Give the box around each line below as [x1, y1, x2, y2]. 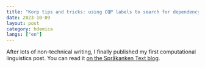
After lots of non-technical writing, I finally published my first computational [6, 48, 196, 55]
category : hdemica [6, 25, 53, 32]
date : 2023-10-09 [6, 15, 51, 21]
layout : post [6, 20, 40, 26]
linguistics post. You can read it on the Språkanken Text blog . [6, 55, 160, 62]
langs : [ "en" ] [6, 32, 43, 38]
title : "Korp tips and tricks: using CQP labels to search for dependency [6, 8, 201, 15]
